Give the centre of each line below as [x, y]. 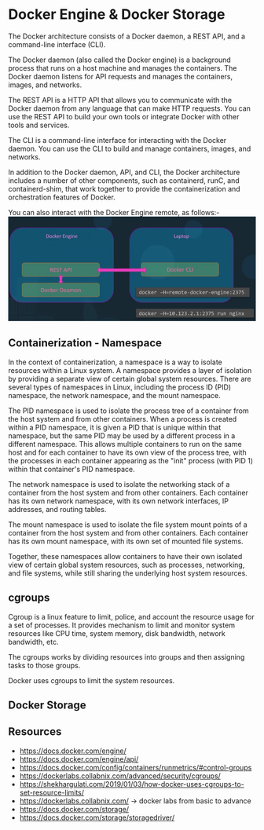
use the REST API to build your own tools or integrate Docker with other [124, 116]
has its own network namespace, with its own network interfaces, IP [119, 501]
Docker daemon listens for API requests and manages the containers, [121, 76]
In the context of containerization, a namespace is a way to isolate [115, 362]
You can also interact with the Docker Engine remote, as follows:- [114, 212]
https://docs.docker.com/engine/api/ [79, 759]
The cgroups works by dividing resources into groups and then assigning [126, 656]
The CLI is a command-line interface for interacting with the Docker [117, 140]
